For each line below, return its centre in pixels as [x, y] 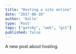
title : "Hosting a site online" [38, 10]
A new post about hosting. [32, 46]
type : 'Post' [19, 23]
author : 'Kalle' [22, 19]
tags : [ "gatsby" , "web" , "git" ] [38, 28]
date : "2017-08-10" [25, 14]
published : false [23, 32]
